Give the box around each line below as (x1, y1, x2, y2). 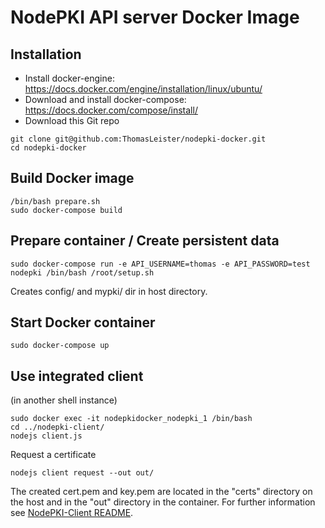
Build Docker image (10, 170, 135, 187)
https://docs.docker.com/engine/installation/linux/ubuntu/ (24, 83, 263, 95)
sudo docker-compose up (10, 341, 110, 351)
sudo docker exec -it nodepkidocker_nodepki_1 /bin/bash (10, 414, 253, 424)
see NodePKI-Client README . (10, 507, 134, 519)
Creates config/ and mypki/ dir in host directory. (10, 285, 208, 297)
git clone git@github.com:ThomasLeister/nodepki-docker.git (10, 134, 267, 144)
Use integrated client (10, 367, 144, 385)
